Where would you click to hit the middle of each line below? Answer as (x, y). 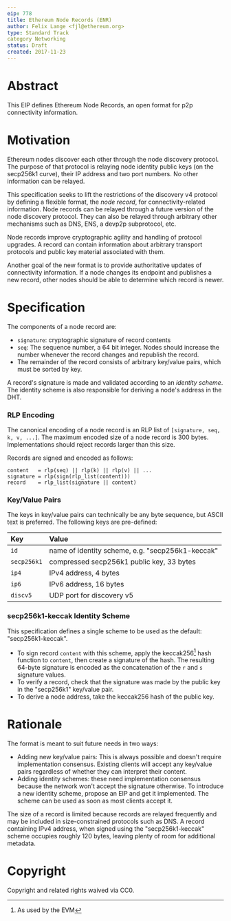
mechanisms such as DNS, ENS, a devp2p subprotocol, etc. (92, 224)
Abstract (33, 86)
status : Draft (27, 45)
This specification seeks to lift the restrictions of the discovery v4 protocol (112, 194)
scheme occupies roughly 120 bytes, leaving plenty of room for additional (111, 836)
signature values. (42, 675)
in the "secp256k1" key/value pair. (65, 690)
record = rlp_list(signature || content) (72, 483)
